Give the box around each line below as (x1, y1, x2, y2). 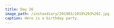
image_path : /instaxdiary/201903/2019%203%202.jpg (5, 11, 110, 16)
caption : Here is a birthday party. (5, 16, 79, 20)
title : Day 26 (5, 7, 34, 12)
